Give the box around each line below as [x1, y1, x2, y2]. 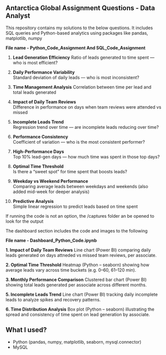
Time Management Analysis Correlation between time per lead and [12, 84, 152, 90]
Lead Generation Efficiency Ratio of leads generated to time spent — [12, 54, 155, 60]
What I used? [5, 326, 47, 334]
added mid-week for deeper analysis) [12, 189, 90, 195]
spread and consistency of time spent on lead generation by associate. [5, 311, 150, 317]
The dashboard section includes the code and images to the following [5, 228, 148, 234]
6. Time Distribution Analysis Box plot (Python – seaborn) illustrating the [5, 306, 155, 312]
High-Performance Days [12, 148, 64, 155]
